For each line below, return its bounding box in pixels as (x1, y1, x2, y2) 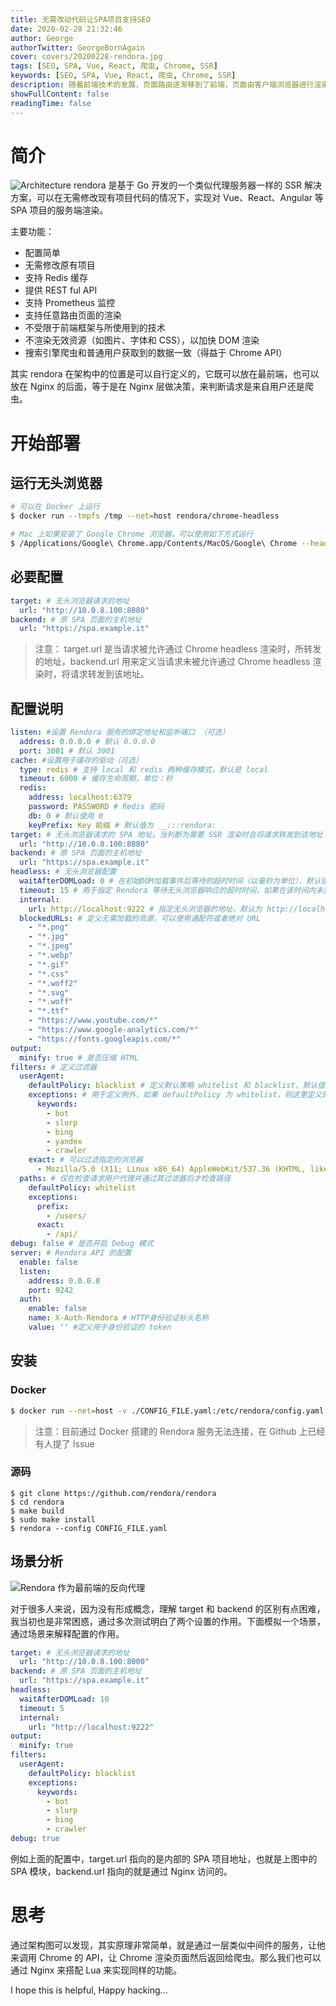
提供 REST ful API (24, 284, 98, 296)
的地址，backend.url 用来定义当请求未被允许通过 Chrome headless (34, 656, 311, 668)
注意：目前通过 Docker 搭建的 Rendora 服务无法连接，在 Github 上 (34, 1425, 308, 1437)
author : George (10, 33, 74, 43)
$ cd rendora (10, 1497, 65, 1507)
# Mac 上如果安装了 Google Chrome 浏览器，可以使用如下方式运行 (10, 529, 254, 540)
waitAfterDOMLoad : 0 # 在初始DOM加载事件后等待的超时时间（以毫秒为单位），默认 (19, 876, 322, 886)
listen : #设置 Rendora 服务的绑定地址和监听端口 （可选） (10, 727, 230, 738)
